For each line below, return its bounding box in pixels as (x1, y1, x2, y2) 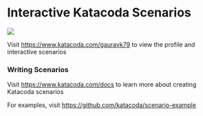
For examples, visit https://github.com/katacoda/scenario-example (7, 101, 196, 109)
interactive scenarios (7, 47, 67, 56)
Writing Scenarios (7, 65, 69, 74)
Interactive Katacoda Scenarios (7, 5, 191, 21)
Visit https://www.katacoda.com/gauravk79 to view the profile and (7, 40, 195, 49)
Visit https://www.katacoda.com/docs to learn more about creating (7, 80, 197, 89)
